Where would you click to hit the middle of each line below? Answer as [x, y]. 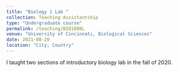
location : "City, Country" [40, 46]
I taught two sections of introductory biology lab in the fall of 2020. [90, 62]
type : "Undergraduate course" [44, 23]
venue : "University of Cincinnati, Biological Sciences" [79, 34]
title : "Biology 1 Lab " [37, 12]
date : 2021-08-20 [28, 40]
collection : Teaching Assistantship [52, 17]
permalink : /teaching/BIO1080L [46, 28]
